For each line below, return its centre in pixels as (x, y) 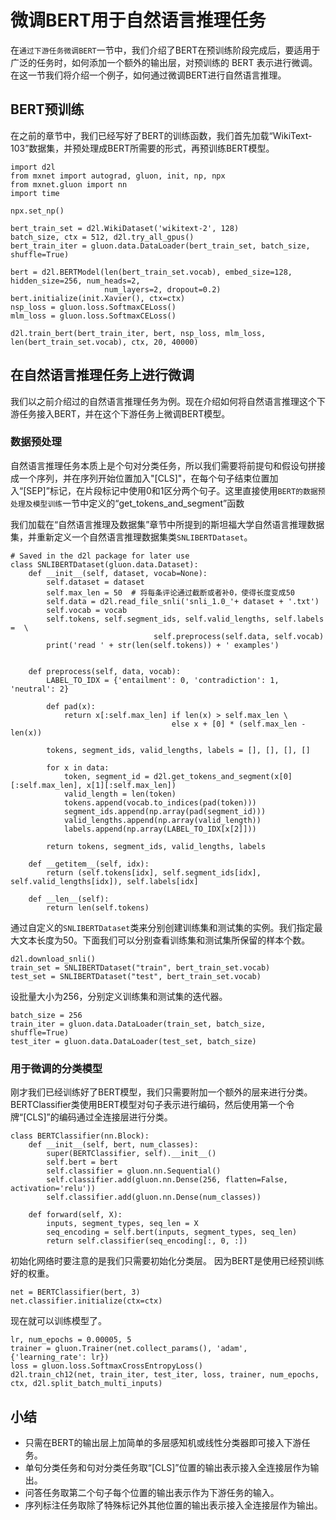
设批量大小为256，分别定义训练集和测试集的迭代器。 (119, 996)
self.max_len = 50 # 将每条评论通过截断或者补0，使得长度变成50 (171, 592)
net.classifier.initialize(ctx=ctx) (86, 1301)
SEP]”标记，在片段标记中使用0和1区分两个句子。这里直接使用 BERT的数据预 (176, 490)
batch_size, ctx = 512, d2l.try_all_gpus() (102, 237)
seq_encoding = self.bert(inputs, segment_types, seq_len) (172, 1232)
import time (35, 193)
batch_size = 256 (46, 1015)
